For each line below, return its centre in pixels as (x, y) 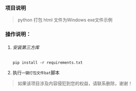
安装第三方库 (26, 47)
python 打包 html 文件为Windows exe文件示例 (65, 20)
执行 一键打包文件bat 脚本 (36, 73)
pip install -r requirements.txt (48, 63)
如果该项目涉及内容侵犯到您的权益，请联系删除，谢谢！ (75, 83)
